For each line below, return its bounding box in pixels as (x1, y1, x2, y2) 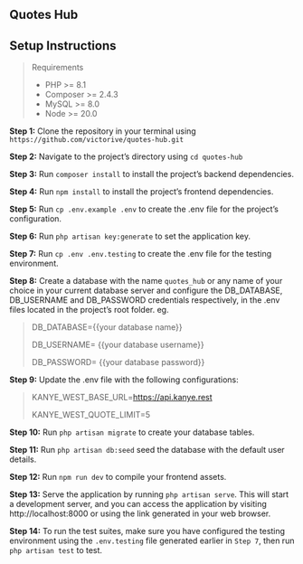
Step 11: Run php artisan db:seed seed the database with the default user (9, 445, 285, 456)
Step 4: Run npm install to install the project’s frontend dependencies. (9, 186, 274, 197)
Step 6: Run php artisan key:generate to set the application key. (9, 230, 251, 242)
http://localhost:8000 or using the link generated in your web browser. (9, 508, 271, 519)
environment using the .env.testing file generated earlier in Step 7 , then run (9, 535, 295, 546)
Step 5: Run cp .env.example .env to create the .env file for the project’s (9, 203, 279, 215)
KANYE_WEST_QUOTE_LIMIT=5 (31, 409, 151, 420)
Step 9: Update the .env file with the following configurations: (9, 374, 240, 385)
